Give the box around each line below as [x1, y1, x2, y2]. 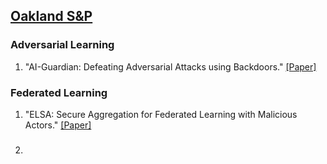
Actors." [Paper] [24, 119, 92, 131]
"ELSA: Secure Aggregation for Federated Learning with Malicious [24, 108, 298, 120]
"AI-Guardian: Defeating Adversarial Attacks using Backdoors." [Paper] [24, 60, 317, 73]
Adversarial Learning [10, 38, 115, 52]
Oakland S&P [10, 8, 93, 25]
